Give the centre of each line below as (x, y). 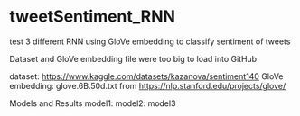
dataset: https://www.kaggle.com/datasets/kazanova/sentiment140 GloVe (146, 76)
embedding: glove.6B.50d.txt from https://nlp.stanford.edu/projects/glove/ (148, 85)
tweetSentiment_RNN (93, 17)
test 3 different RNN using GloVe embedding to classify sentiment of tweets (150, 41)
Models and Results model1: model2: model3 (93, 103)
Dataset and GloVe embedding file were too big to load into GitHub (133, 58)
